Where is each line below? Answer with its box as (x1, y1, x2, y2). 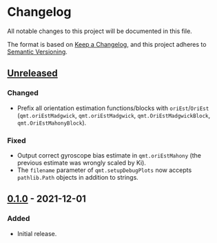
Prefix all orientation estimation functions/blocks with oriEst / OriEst (17, 104, 209, 112)
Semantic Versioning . (7, 47, 68, 56)
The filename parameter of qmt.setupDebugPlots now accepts (17, 166, 192, 174)
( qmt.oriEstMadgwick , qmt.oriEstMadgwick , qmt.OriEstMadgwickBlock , (17, 111, 211, 119)
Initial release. (17, 229, 57, 237)
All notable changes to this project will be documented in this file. (7, 27, 193, 35)
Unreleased (7, 67, 59, 79)
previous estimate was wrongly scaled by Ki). (17, 158, 147, 167)
